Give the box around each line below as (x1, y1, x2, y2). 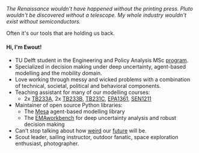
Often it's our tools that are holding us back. (6, 30, 115, 37)
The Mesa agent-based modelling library (23, 108, 125, 115)
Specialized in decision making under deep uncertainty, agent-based (14, 63, 186, 70)
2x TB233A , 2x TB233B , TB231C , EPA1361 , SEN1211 (23, 95, 152, 102)
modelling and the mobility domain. (14, 69, 102, 77)
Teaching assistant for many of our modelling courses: (14, 89, 150, 96)
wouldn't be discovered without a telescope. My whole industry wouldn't (6, 11, 186, 19)
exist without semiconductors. (6, 18, 81, 25)
